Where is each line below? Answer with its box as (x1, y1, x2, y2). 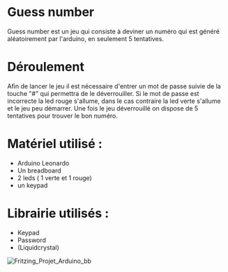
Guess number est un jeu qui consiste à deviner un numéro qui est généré (7, 27, 220, 35)
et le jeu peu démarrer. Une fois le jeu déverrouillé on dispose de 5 (7, 104, 199, 112)
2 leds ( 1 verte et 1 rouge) (17, 173, 92, 182)
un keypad (17, 181, 48, 189)
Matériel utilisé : (7, 136, 102, 152)
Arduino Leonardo (17, 159, 70, 167)
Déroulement (7, 59, 85, 75)
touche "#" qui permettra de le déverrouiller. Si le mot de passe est (7, 89, 199, 97)
